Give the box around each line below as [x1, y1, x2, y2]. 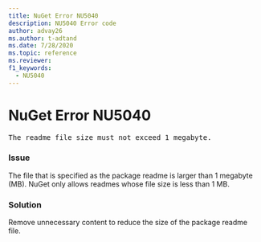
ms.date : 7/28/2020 [8, 42, 74, 50]
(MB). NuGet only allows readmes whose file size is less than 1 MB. [8, 178, 230, 189]
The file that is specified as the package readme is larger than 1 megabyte [8, 170, 253, 180]
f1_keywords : [8, 64, 52, 72]
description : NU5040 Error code [8, 19, 116, 27]
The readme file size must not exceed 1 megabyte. [8, 133, 212, 142]
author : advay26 [8, 27, 63, 35]
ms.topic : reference [8, 49, 78, 57]
